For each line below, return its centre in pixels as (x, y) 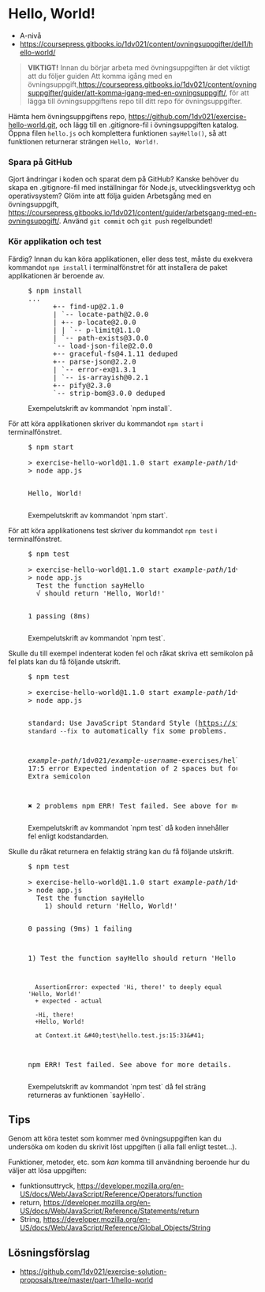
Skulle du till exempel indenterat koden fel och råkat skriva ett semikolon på (131, 653)
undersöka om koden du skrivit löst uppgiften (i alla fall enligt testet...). (123, 1147)
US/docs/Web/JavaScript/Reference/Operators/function (111, 1194)
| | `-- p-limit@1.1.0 (96, 330)
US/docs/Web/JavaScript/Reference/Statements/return (109, 1211)
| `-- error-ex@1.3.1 (94, 369)
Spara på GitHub (40, 162)
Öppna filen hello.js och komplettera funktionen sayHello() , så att (118, 133)
